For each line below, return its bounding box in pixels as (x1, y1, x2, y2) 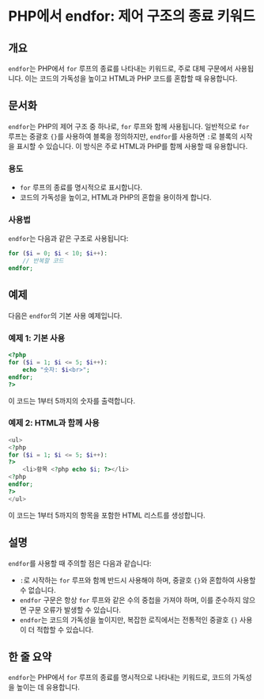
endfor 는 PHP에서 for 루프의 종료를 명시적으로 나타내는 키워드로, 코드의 (8, 673, 232, 682)
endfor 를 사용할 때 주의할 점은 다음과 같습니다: (8, 558, 152, 567)
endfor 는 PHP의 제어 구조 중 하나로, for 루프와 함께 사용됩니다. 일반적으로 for (8, 121, 250, 131)
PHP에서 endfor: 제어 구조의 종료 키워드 (8, 7, 255, 25)
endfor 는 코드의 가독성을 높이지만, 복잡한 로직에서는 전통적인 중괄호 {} (19, 615, 239, 625)
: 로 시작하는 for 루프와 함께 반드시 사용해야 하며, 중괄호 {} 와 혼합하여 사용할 (19, 575, 256, 585)
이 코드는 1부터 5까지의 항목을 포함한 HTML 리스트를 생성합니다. (8, 510, 206, 520)
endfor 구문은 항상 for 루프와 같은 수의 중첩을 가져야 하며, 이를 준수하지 (19, 595, 241, 605)
